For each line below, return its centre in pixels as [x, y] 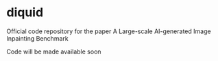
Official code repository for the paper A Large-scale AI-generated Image [109, 31]
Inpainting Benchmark [38, 38]
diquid [25, 13]
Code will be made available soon [54, 52]
